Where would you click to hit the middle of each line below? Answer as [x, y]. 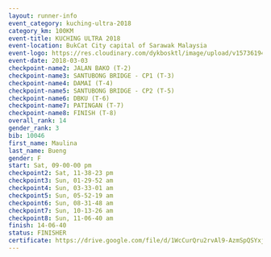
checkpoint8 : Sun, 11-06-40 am [61, 218]
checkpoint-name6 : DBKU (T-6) [59, 98]
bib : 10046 [27, 135]
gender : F [25, 158]
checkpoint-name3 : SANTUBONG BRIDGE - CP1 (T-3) [92, 76]
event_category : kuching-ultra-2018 [70, 23]
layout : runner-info [43, 16]
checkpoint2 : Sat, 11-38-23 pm [61, 173]
